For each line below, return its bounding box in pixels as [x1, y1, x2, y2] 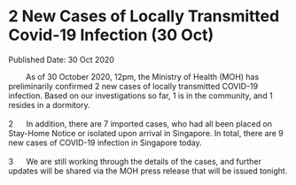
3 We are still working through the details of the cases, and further [8, 156, 262, 166]
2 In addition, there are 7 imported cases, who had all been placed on [8, 118, 272, 129]
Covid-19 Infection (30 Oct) [8, 25, 214, 45]
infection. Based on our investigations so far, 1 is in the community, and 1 [8, 90, 273, 101]
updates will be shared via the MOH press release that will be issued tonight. [8, 166, 288, 176]
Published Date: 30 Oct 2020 [8, 54, 114, 65]
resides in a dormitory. [8, 99, 90, 110]
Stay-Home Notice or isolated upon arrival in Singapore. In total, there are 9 [8, 127, 284, 138]
